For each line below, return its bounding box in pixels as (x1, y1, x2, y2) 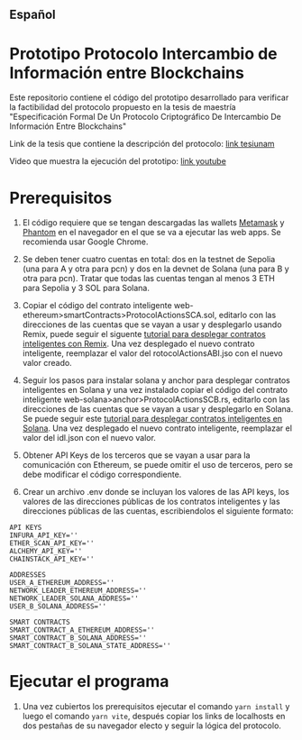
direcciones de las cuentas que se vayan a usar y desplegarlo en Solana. (22, 404, 294, 415)
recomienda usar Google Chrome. (22, 236, 149, 247)
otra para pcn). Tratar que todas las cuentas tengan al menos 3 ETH (22, 273, 275, 284)
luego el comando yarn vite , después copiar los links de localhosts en (22, 711, 286, 722)
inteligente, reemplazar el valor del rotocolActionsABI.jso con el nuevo (22, 348, 283, 359)
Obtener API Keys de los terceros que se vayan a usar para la (22, 450, 251, 461)
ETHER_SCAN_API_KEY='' (9, 539, 95, 548)
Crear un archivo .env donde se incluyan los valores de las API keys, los (22, 487, 290, 498)
